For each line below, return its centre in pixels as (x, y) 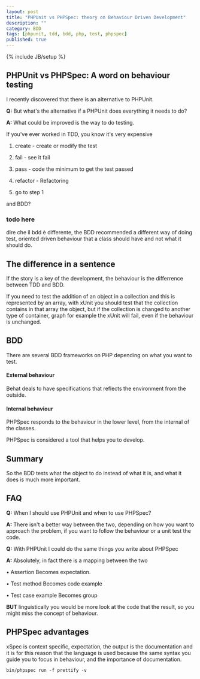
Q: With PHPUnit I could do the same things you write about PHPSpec (92, 548)
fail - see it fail (32, 157)
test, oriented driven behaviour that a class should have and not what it (94, 239)
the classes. (21, 428)
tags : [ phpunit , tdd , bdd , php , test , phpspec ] (67, 34)
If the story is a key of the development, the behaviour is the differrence (95, 278)
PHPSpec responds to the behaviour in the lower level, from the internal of (98, 422)
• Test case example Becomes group (52, 595)
